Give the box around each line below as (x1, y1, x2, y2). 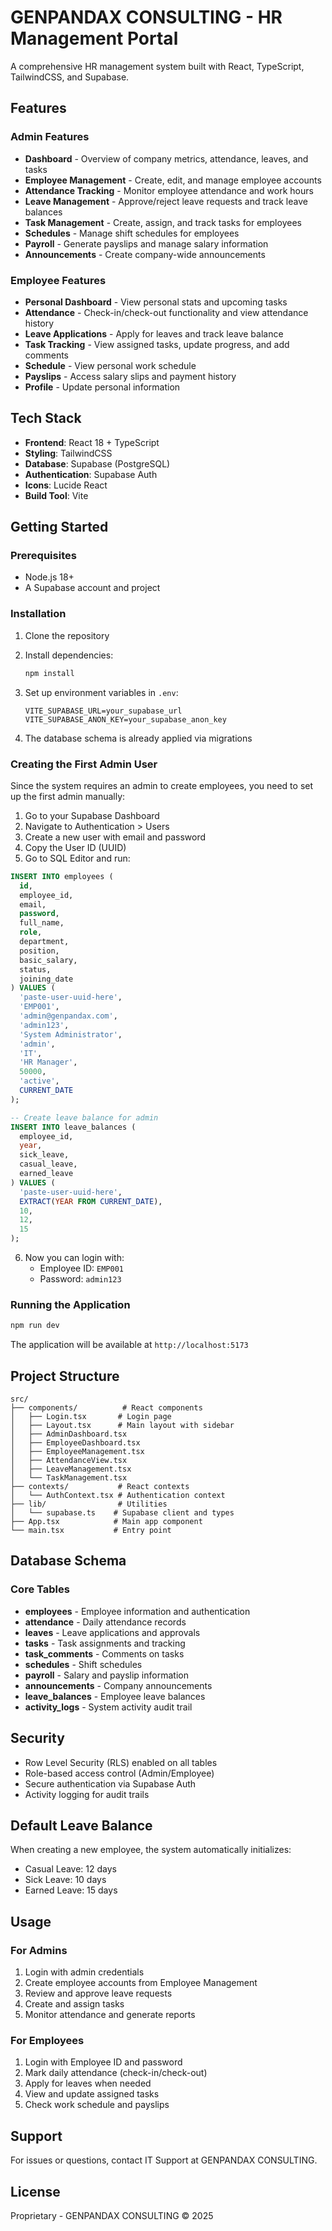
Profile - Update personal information (24, 381, 181, 393)
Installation (10, 607, 67, 621)
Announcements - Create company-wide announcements (24, 248, 266, 260)
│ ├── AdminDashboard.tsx (10, 1429, 128, 1439)
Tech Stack (10, 410, 82, 427)
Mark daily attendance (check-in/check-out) (24, 2067, 208, 2079)
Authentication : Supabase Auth (24, 468, 158, 480)
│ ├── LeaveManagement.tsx (10, 1464, 132, 1474)
